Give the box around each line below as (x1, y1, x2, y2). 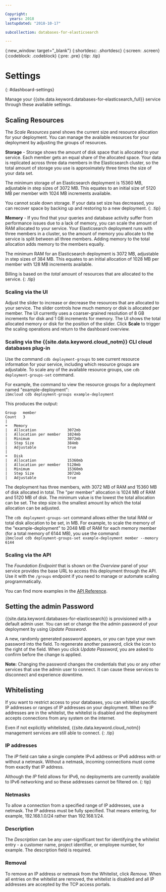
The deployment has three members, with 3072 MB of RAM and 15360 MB (5, 484, 157, 490)
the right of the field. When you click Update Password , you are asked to (5, 646, 154, 652)
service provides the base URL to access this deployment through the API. (5, 568, 157, 574)
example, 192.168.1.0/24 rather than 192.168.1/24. (5, 813, 104, 819)
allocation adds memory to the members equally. (5, 241, 105, 247)
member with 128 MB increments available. (5, 261, 93, 267)
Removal (5, 859, 27, 866)
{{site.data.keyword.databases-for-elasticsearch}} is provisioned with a (5, 615, 151, 621)
